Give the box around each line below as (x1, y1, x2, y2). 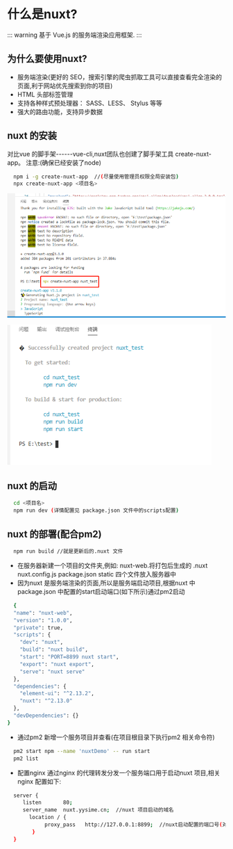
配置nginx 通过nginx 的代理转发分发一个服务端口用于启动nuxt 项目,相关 (17, 768, 221, 777)
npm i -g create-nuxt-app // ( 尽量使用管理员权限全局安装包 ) (13, 173, 179, 180)
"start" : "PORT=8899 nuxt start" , (19, 654, 119, 661)
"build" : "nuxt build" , (19, 646, 89, 654)
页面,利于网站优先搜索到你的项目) (17, 81, 113, 90)
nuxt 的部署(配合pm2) (7, 528, 102, 540)
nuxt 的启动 (7, 480, 58, 492)
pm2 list (13, 755, 39, 762)
